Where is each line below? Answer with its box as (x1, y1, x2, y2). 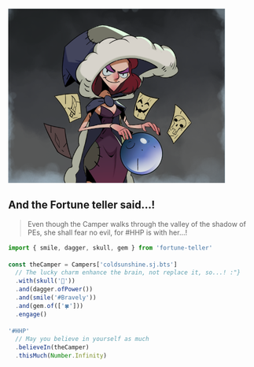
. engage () (15, 310, 47, 318)
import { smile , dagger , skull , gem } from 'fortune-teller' (8, 243, 213, 252)
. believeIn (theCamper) (15, 343, 90, 351)
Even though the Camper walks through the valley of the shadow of (27, 219, 246, 228)
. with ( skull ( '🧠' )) (15, 277, 76, 285)
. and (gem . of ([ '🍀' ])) (15, 302, 84, 310)
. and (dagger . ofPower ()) (15, 285, 93, 294)
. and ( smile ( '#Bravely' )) (15, 294, 97, 302)
